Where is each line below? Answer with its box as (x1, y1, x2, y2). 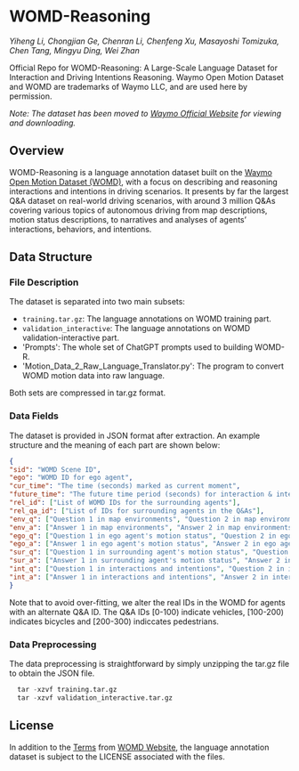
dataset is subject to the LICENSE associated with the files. (9, 751, 225, 762)
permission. (9, 91, 53, 101)
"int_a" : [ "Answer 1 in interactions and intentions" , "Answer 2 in (9, 572, 269, 581)
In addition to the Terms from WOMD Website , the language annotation (9, 742, 270, 752)
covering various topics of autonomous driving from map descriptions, (9, 205, 268, 215)
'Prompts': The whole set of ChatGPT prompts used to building (21, 342, 254, 353)
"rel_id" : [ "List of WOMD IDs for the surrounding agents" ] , (9, 499, 241, 507)
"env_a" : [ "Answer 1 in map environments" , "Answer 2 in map (9, 523, 241, 532)
